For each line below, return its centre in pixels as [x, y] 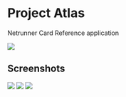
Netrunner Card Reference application [63, 33]
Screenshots [36, 69]
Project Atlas [46, 13]
